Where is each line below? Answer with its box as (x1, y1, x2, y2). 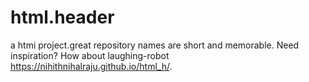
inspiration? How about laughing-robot (10, 49, 170, 61)
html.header (10, 6, 115, 29)
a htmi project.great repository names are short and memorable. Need (10, 39, 300, 51)
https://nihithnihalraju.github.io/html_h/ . (10, 60, 173, 72)
